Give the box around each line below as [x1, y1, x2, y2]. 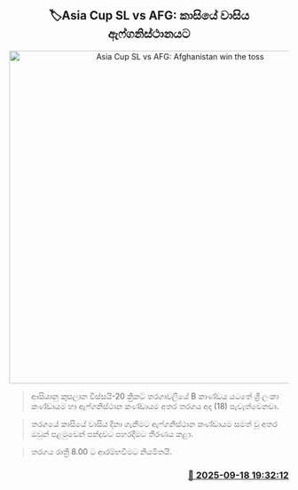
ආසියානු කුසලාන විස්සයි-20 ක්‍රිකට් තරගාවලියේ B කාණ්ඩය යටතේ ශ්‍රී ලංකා [30, 391, 279, 401]
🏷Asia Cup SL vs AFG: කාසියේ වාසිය [48, 8, 250, 23]
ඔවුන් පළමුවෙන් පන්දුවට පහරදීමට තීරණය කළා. [30, 428, 193, 439]
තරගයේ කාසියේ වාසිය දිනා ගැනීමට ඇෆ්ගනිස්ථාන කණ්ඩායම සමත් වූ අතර [30, 418, 278, 429]
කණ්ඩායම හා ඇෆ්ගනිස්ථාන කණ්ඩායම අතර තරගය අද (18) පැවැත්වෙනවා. [30, 400, 279, 411]
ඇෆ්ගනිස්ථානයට [107, 27, 191, 42]
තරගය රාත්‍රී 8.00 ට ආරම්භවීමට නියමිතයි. [30, 446, 173, 456]
